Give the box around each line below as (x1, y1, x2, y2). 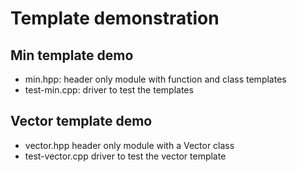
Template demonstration (10, 7, 220, 30)
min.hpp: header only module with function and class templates (24, 73, 287, 85)
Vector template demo (10, 113, 153, 130)
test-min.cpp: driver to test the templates (24, 84, 194, 96)
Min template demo (10, 47, 134, 64)
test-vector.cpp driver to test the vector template (24, 150, 227, 162)
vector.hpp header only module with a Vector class (24, 139, 235, 151)
